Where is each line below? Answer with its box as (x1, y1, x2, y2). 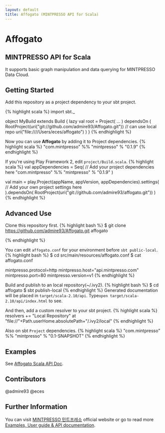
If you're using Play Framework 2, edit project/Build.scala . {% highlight (5, 159, 154, 165)
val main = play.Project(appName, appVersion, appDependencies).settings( (5, 179, 160, 185)
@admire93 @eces (5, 388, 45, 394)
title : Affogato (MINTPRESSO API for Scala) (5, 12, 99, 17)
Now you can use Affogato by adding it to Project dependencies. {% (5, 139, 146, 145)
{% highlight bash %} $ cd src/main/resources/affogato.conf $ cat (5, 252, 142, 259)
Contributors (5, 375, 46, 383)
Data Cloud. (5, 72, 30, 78)
